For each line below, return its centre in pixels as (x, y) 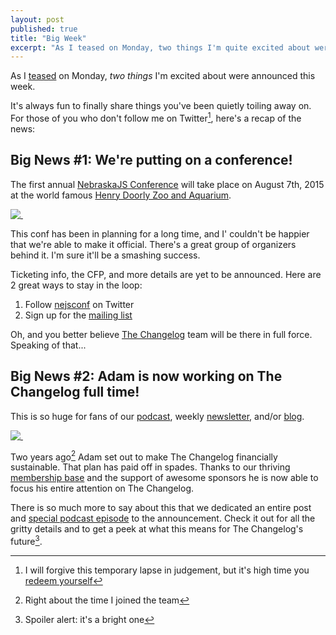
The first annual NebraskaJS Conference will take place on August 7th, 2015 (167, 184)
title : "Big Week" (48, 38)
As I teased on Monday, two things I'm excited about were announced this (163, 76)
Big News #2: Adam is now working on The (146, 376)
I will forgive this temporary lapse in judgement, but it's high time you (167, 570)
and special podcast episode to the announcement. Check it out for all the (163, 518)
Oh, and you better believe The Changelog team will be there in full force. (161, 334)
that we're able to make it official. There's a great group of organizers (153, 244)
